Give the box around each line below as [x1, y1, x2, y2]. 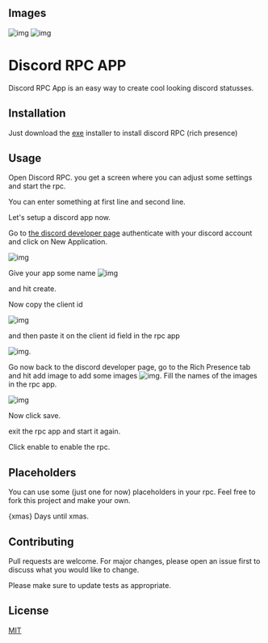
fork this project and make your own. [8, 496, 131, 506]
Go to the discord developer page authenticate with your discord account [8, 228, 253, 238]
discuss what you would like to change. [8, 565, 140, 574]
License [8, 604, 49, 618]
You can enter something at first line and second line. [8, 197, 186, 207]
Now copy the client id [8, 299, 83, 310]
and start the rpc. [8, 181, 66, 191]
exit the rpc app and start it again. [8, 426, 121, 436]
